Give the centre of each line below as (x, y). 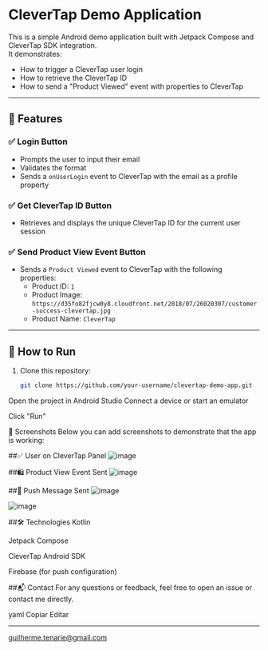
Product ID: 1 (53, 286)
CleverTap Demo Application (105, 15)
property (34, 185)
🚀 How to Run (42, 351)
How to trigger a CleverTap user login (81, 69)
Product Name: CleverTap (73, 319)
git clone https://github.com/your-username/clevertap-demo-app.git (136, 385)
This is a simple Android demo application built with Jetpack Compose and (131, 37)
